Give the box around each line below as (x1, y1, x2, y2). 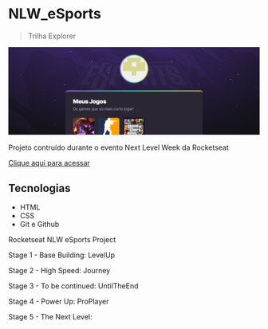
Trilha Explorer (27, 31, 77, 41)
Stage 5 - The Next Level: (8, 311, 93, 321)
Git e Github (19, 219, 60, 229)
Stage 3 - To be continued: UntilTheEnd (8, 280, 139, 291)
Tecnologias (8, 181, 71, 195)
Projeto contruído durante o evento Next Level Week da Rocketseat (8, 143, 230, 152)
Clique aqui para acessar (8, 159, 90, 168)
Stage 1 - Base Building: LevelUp (8, 250, 116, 260)
